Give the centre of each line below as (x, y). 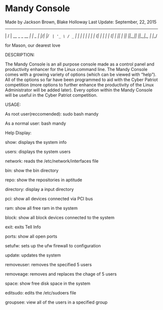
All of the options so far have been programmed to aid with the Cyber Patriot (81, 79)
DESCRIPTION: (20, 54)
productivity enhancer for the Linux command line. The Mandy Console (76, 69)
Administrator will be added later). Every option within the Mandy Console (79, 90)
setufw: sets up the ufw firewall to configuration (53, 245)
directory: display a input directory (40, 189)
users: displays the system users (38, 152)
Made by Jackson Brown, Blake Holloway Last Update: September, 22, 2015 (81, 22)
